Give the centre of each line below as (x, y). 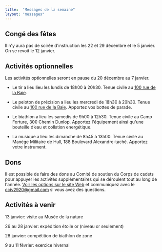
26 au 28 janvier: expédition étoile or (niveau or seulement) (64, 226)
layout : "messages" (25, 14)
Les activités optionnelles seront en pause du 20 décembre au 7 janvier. (77, 78)
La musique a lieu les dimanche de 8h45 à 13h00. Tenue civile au (77, 137)
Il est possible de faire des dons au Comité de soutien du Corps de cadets (80, 174)
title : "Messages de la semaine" (40, 10)
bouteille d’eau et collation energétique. (52, 127)
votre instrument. (29, 147)
